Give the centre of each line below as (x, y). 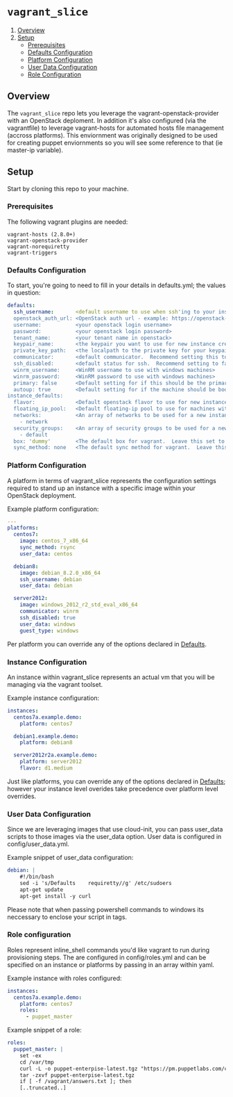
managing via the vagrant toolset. (55, 684)
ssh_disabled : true (48, 617)
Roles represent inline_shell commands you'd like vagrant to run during (109, 950)
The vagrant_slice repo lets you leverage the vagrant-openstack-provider (113, 113)
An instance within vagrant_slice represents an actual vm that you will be (111, 677)
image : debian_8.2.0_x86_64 (60, 573)
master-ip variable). (35, 150)
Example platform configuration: (53, 509)
